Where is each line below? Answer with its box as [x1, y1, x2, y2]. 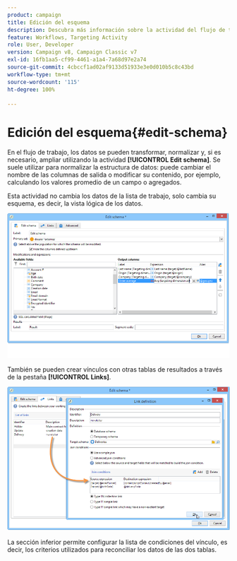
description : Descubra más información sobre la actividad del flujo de [7, 26, 226, 33]
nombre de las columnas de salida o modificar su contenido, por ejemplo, [7, 170, 221, 179]
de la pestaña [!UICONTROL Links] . [7, 372, 111, 381]
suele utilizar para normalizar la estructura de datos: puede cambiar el [7, 163, 212, 172]
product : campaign [7, 11, 61, 18]
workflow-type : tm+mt [7, 71, 71, 78]
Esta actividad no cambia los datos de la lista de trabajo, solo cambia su [7, 191, 217, 201]
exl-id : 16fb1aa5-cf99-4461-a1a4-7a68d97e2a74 [7, 57, 147, 64]
